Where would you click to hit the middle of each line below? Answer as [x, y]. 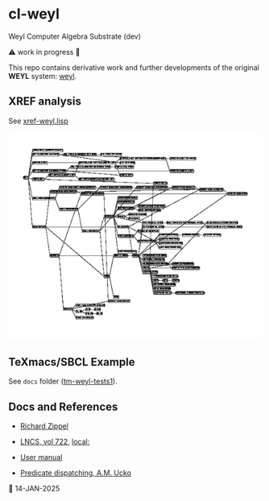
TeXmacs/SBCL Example [72, 362]
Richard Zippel [44, 426]
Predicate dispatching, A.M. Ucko [75, 473]
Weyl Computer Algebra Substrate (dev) [75, 36]
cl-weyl [34, 14]
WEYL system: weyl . [43, 76]
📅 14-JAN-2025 [34, 489]
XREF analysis [45, 101]
